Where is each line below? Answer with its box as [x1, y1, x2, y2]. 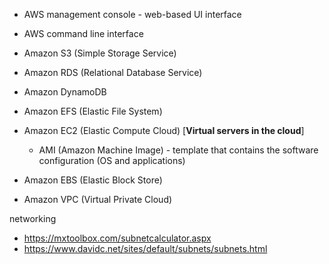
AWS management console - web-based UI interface [23, 9, 242, 20]
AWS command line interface [23, 28, 144, 39]
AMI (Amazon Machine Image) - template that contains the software [38, 144, 319, 156]
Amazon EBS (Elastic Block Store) [23, 174, 163, 186]
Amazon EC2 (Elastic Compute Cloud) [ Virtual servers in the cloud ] [23, 125, 305, 136]
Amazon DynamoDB [23, 86, 107, 98]
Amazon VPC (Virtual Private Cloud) [23, 194, 173, 205]
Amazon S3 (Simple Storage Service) [23, 47, 177, 59]
